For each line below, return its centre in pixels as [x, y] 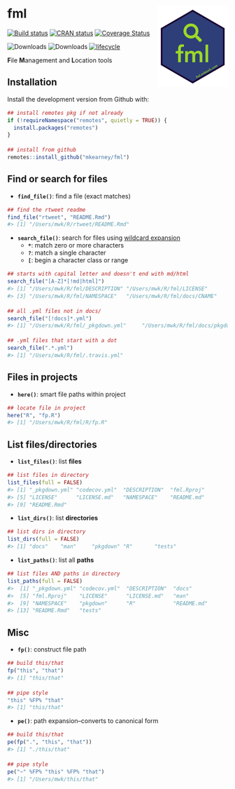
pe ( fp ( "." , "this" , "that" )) [50, 742]
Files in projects [43, 377]
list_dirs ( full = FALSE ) [43, 539]
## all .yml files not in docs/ [54, 311]
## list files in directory [48, 476]
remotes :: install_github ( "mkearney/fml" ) [69, 157]
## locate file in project [47, 408]
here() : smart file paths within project [71, 394]
